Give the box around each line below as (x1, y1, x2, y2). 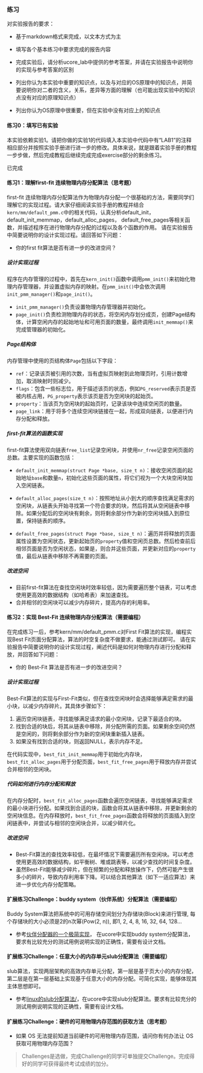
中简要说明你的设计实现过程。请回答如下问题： (7, 231, 123, 239)
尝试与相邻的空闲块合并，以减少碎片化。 (38, 819, 139, 827)
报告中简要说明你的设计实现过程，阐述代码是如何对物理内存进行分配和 (11, 643, 186, 650)
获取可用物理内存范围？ (15, 1040, 74, 1047)
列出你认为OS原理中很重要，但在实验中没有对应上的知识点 (15, 107, 161, 114)
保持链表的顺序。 (26, 517, 69, 524)
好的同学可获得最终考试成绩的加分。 (21, 1060, 112, 1068)
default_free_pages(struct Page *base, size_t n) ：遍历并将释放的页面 (15, 530, 196, 537)
